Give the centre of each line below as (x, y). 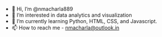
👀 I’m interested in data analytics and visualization (72, 15)
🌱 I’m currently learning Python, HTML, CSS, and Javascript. (84, 21)
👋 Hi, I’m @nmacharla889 (42, 9)
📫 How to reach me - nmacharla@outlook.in (66, 28)
